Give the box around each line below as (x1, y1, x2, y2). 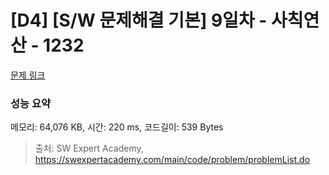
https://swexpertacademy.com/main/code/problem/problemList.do (34, 154, 311, 166)
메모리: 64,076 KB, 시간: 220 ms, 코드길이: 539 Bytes (10, 121, 224, 133)
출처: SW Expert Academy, (34, 142, 144, 155)
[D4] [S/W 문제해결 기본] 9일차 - (10, 9, 268, 32)
